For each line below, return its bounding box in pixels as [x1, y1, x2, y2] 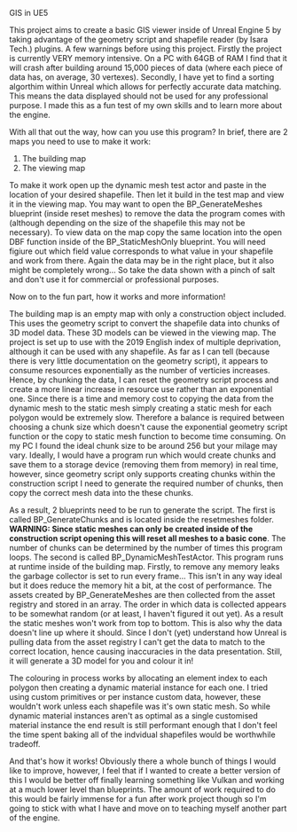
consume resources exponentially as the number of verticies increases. [9, 365, 270, 375]
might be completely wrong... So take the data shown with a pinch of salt [9, 265, 276, 275]
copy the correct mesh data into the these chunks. [9, 488, 193, 498]
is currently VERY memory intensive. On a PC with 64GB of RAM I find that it [9, 53, 288, 63]
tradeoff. [9, 739, 41, 749]
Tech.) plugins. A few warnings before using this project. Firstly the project [9, 43, 282, 54]
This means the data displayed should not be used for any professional [9, 90, 269, 101]
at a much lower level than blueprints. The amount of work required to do [9, 784, 277, 795]
